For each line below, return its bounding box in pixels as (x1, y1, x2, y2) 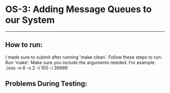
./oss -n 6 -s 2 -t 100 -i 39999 (5, 65, 68, 71)
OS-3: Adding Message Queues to (5, 4, 152, 15)
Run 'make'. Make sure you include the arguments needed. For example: (5, 59, 156, 65)
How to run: (5, 40, 43, 49)
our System (5, 14, 55, 26)
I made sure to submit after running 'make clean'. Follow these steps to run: (5, 54, 162, 60)
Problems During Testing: (5, 79, 88, 88)
